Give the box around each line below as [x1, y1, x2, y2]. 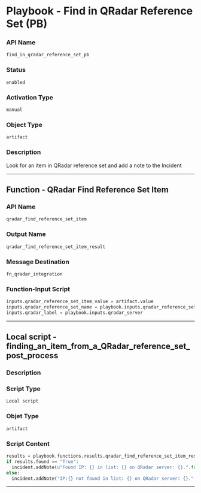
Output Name [6, 230, 46, 238]
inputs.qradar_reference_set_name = [6, 304, 98, 310]
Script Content [6, 439, 50, 447]
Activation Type [6, 93, 54, 101]
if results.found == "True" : [6, 458, 79, 465]
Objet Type [6, 412, 39, 421]
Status [6, 66, 26, 74]
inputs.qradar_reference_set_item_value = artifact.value [6, 298, 154, 305]
